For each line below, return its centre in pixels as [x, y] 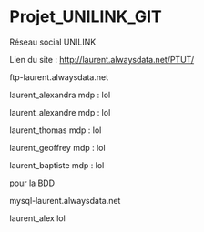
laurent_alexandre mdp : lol [60, 112]
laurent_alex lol [37, 218]
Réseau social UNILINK [53, 42]
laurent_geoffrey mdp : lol [58, 147]
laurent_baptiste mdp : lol [57, 165]
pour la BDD [32, 183]
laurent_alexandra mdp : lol [60, 95]
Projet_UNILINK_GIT [86, 17]
